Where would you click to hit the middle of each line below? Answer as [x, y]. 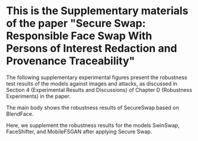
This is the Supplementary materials [97, 11]
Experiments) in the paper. [39, 96]
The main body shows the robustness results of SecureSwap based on [92, 107]
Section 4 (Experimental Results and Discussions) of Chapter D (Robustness [99, 90]
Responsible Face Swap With [79, 36]
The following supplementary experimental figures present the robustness [97, 77]
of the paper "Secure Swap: [76, 23]
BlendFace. [20, 114]
